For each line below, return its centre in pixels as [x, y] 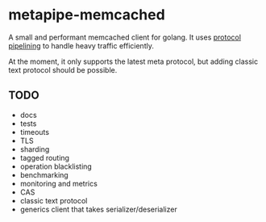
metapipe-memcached [87, 15]
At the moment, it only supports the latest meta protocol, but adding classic [133, 61]
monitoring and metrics [59, 183]
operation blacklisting [56, 166]
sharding [35, 149]
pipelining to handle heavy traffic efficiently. [81, 45]
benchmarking [44, 174]
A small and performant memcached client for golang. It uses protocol [125, 37]
